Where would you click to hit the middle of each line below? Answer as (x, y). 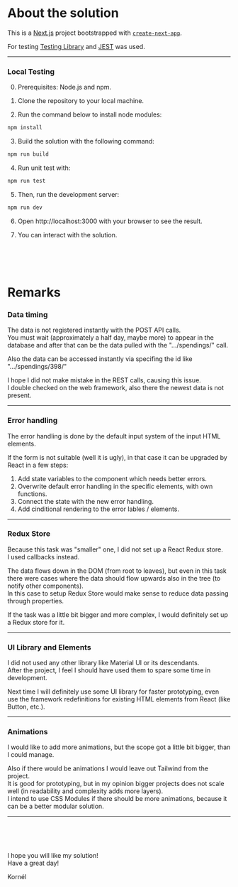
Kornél (17, 877)
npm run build (28, 154)
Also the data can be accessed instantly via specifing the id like (100, 359)
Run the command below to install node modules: (90, 114)
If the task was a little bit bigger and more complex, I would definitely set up (118, 614)
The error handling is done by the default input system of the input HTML (114, 436)
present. (19, 395)
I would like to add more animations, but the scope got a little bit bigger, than (119, 747)
